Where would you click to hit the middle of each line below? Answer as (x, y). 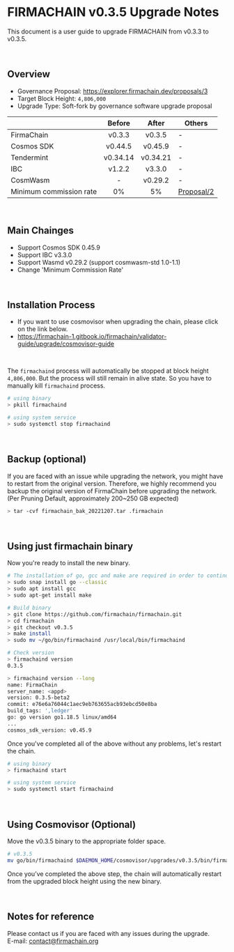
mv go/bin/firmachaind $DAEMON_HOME (60, 860)
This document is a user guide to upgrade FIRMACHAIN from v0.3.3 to (108, 31)
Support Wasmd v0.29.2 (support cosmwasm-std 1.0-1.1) (99, 262)
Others (196, 123)
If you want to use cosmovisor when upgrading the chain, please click (118, 322)
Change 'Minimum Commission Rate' (70, 270)
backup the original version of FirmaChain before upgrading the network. (112, 491)
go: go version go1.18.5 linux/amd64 (62, 717)
